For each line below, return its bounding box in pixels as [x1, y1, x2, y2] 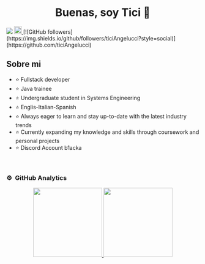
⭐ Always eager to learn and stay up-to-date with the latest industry [15, 112, 187, 120]
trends [15, 121, 32, 128]
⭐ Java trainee [15, 85, 52, 92]
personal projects [15, 137, 60, 144]
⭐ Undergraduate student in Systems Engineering [15, 94, 141, 101]
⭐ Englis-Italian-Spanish [15, 103, 76, 111]
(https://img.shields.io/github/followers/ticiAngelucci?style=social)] [6, 34, 176, 42]
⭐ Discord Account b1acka [15, 144, 82, 151]
